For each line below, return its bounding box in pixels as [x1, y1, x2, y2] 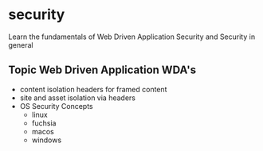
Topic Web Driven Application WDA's [8, 64, 197, 77]
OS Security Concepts [19, 101, 93, 110]
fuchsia [31, 118, 57, 128]
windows [31, 135, 62, 145]
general [8, 40, 33, 49]
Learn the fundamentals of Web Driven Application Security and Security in [8, 32, 256, 41]
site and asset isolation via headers [19, 93, 135, 103]
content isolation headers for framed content [19, 84, 167, 94]
